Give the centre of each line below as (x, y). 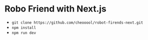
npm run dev (24, 33)
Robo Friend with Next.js (55, 9)
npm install (24, 27)
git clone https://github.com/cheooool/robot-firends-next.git (77, 23)
